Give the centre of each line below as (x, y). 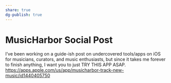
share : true (18, 10)
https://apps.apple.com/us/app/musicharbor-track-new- (65, 70)
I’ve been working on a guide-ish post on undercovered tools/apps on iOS (83, 54)
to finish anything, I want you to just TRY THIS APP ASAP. (66, 65)
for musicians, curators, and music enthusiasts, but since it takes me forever (86, 60)
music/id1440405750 (28, 76)
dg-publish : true (24, 15)
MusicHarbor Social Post (59, 40)
